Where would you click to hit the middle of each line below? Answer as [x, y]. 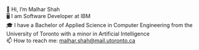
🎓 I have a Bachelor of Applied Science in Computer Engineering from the [99, 25]
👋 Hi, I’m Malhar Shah [33, 9]
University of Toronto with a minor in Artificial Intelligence [78, 34]
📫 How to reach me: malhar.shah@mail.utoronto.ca [71, 40]
